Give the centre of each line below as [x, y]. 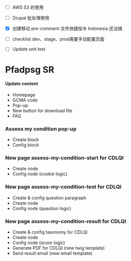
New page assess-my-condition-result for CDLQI [66, 221]
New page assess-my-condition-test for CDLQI [63, 187]
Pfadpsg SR [30, 69]
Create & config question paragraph [49, 198]
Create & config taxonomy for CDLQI [50, 232]
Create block [25, 139]
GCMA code [25, 100]
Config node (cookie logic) [40, 174]
